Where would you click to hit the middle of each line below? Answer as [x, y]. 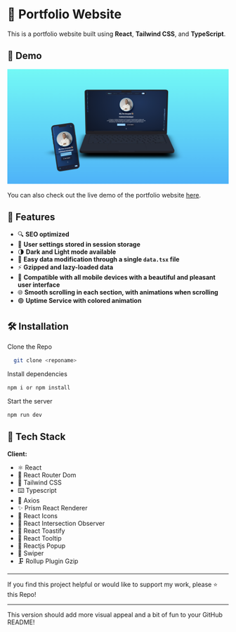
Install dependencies [38, 374]
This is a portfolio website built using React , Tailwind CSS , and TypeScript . [117, 34]
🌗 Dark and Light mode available [67, 252]
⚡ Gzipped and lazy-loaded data [65, 267]
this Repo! [22, 594]
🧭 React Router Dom [47, 475]
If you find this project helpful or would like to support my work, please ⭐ [112, 584]
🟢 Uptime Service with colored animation [79, 301]
